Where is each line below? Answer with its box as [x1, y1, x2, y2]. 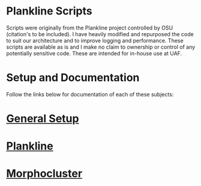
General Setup [6, 112, 79, 126]
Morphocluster [6, 167, 83, 181]
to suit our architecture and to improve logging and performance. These [6, 37, 184, 44]
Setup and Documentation [6, 71, 140, 85]
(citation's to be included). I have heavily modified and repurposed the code [6, 30, 194, 37]
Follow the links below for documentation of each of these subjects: [6, 90, 174, 98]
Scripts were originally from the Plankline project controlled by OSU [6, 24, 173, 31]
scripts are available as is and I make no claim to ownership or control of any [6, 43, 196, 51]
